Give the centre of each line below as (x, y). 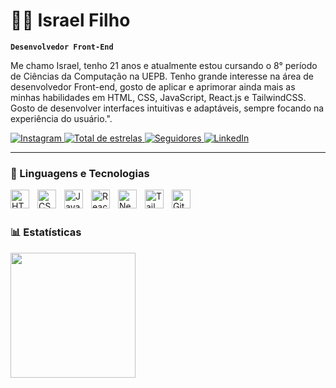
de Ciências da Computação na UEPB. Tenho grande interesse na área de (162, 76)
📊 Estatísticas (46, 232)
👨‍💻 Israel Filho (70, 20)
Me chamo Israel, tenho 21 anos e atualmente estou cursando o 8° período (164, 65)
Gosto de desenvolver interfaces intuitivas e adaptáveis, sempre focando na (167, 108)
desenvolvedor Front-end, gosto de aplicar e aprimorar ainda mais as (153, 86)
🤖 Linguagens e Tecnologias (80, 173)
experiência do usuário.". (61, 118)
